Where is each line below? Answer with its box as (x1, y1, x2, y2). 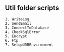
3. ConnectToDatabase (5, 25, 49, 30)
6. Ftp (5, 38, 19, 43)
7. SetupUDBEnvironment (5, 42, 54, 47)
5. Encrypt (5, 34, 27, 38)
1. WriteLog (5, 17, 29, 21)
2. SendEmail (5, 21, 32, 26)
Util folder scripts (5, 4, 60, 12)
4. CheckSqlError (5, 29, 41, 35)
